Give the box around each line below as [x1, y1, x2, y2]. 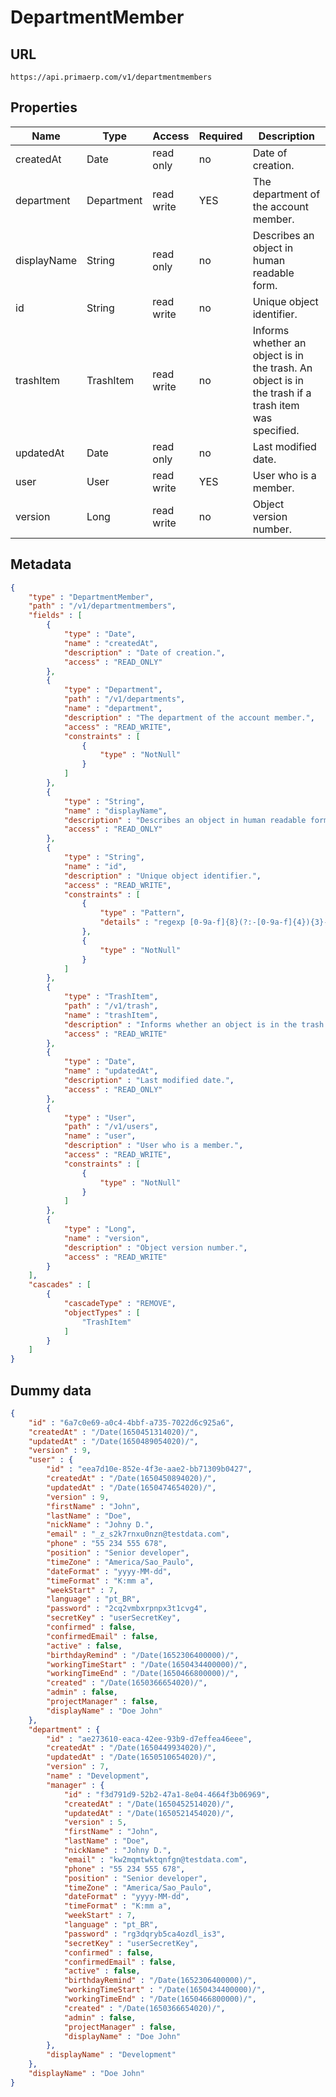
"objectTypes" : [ [63, 1307, 141, 1318]
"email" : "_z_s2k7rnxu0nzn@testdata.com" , [46, 1529, 230, 1540]
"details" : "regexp [99, 917, 186, 928]
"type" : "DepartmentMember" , [28, 592, 155, 602]
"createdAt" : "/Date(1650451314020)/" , [28, 1427, 199, 1437]
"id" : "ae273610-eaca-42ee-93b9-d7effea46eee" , [46, 1734, 253, 1744]
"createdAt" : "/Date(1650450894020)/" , [46, 1474, 217, 1484]
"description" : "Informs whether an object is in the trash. [63, 1019, 329, 1030]
